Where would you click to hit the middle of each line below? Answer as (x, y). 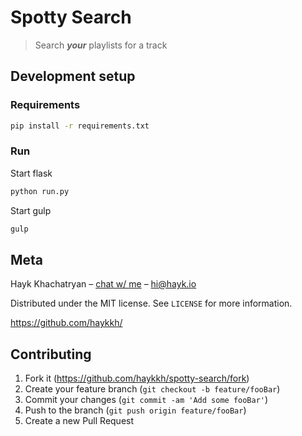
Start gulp (31, 210)
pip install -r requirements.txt (80, 126)
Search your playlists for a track (101, 45)
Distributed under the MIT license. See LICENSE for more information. (151, 303)
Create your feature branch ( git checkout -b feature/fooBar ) (152, 389)
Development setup (73, 76)
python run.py (40, 191)
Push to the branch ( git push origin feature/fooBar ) (135, 410)
